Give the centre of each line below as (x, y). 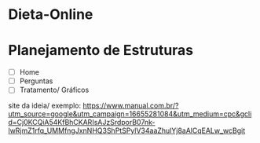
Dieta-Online (51, 15)
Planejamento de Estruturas (101, 51)
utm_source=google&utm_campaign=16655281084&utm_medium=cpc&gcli (130, 114)
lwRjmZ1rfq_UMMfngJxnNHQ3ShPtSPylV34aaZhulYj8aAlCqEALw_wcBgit (127, 130)
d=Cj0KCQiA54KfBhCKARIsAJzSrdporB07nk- (82, 123)
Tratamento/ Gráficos (54, 90)
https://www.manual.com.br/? (130, 106)
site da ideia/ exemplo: (45, 106)
